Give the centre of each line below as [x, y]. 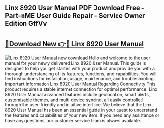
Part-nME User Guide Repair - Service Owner [75, 16]
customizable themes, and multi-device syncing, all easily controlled [74, 100]
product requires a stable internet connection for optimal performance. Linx [81, 89]
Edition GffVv [26, 23]
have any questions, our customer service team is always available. [73, 120]
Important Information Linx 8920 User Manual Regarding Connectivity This [80, 84]
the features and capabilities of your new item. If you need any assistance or [82, 115]
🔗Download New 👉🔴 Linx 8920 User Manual [75, 44]
